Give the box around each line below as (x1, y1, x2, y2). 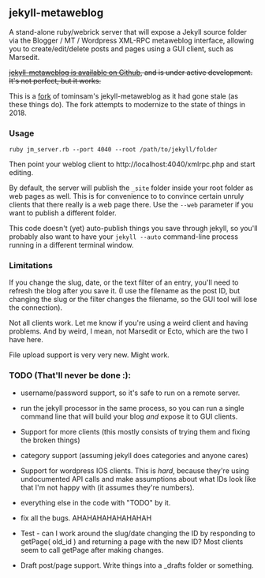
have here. (9, 335, 44, 345)
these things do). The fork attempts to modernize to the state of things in (9, 99, 245, 109)
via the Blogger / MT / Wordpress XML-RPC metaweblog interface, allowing (9, 35, 255, 45)
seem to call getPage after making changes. (20, 545, 164, 554)
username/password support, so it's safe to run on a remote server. (20, 388, 241, 397)
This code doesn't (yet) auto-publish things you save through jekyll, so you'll (9, 224, 258, 233)
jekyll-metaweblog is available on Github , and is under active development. (9, 67, 253, 77)
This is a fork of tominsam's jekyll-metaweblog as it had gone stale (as (9, 91, 239, 101)
